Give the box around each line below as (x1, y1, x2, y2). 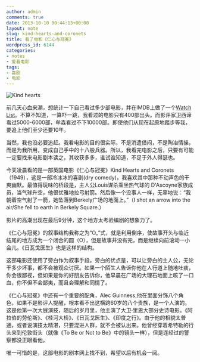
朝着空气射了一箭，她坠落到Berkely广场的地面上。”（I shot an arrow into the (6, 196, 190, 203)
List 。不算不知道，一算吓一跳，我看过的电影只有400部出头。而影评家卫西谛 (6, 112, 192, 119)
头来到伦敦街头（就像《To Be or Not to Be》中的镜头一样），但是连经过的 (6, 329, 185, 336)
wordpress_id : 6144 (6, 42, 55, 48)
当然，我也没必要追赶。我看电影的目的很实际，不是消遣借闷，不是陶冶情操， (6, 139, 194, 146)
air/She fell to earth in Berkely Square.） (6, 204, 105, 211)
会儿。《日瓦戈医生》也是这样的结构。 (6, 244, 98, 251)
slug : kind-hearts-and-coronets (6, 31, 86, 37)
